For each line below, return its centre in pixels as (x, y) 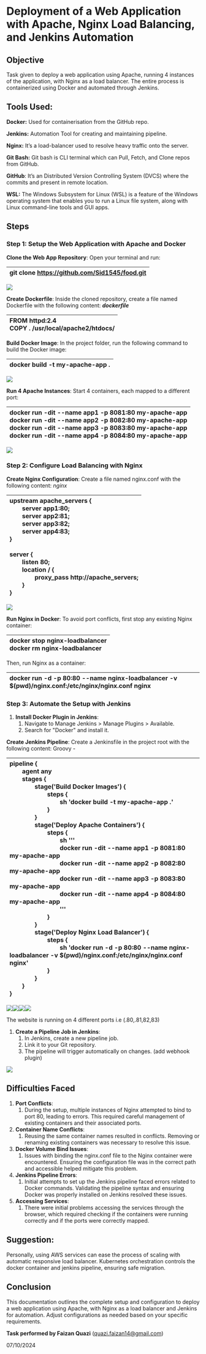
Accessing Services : (42, 1201)
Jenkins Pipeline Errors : (46, 1175)
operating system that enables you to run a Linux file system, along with (97, 201)
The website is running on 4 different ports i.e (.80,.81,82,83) (83, 1020)
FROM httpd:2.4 (33, 320)
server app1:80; (46, 508)
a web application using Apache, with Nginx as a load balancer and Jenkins (102, 1308)
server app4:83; (46, 531)
